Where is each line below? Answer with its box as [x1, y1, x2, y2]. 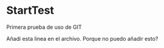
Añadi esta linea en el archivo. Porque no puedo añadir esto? [6, 35, 159, 42]
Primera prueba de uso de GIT [6, 23, 82, 31]
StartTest [6, 4, 55, 17]
